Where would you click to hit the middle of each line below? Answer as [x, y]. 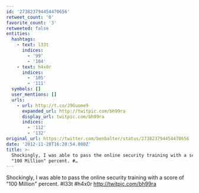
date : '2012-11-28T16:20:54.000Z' [49, 144]
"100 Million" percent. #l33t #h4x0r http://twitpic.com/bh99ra [81, 184]
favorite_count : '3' [32, 23]
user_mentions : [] [34, 94]
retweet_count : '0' [30, 17]
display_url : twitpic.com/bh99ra [63, 116]
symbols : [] [26, 89]
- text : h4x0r [34, 67]
